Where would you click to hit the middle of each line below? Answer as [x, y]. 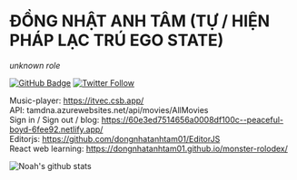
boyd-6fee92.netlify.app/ [56, 129]
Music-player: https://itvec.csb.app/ [77, 100]
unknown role [35, 65]
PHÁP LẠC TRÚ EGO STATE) [117, 40]
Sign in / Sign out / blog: [54, 119]
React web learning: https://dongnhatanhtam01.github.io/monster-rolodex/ [148, 148]
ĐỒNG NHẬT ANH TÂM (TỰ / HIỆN [140, 21]
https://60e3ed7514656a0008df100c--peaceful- [193, 119]
